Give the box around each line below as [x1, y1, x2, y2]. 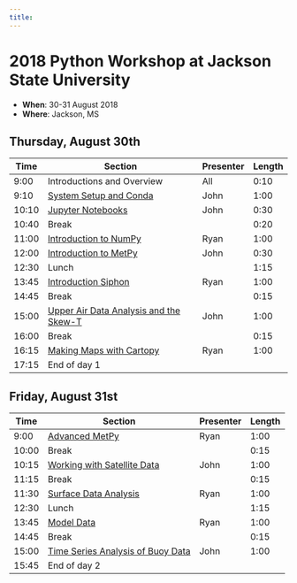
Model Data [47, 517, 95, 529]
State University [9, 70, 131, 89]
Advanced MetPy [47, 430, 119, 442]
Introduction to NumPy [47, 233, 141, 245]
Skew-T [47, 316, 82, 328]
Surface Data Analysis [47, 487, 140, 500]
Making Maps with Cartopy [47, 344, 160, 357]
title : [9, 12, 34, 22]
